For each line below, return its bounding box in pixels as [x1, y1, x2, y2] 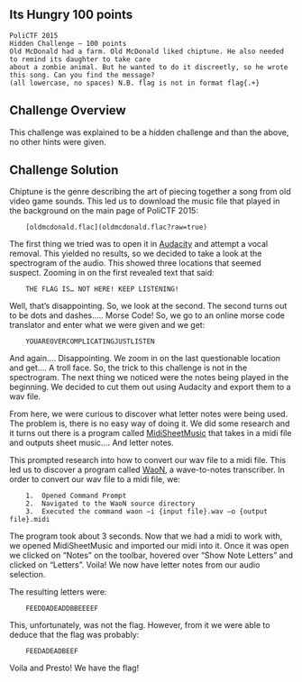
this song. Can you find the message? [9, 70, 155, 79]
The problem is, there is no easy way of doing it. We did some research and [9, 418, 290, 429]
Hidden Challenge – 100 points [9, 39, 127, 48]
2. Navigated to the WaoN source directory [25, 499, 196, 508]
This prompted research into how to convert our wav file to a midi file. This [9, 455, 287, 466]
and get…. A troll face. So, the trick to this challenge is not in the [9, 362, 248, 373]
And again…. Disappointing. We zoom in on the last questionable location [9, 353, 281, 364]
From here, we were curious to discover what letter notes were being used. [9, 409, 288, 420]
